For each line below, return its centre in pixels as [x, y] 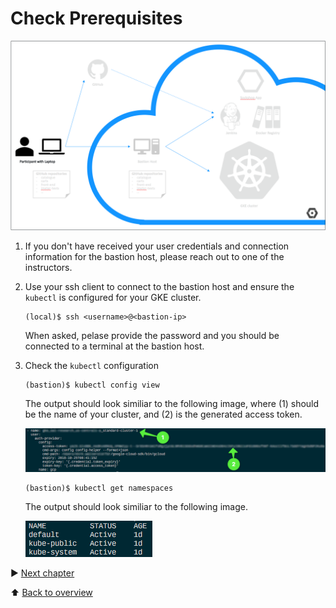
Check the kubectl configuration [91, 366]
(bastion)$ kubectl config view [92, 385]
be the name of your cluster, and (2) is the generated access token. [163, 414]
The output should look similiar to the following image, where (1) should [172, 404]
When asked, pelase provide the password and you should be [152, 336]
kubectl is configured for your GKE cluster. [113, 298]
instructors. [48, 268]
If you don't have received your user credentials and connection [157, 246]
